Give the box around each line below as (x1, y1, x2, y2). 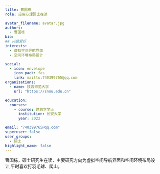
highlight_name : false (5, 143, 51, 148)
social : (5, 61, 21, 66)
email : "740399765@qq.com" (5, 125, 60, 130)
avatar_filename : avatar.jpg (5, 21, 65, 26)
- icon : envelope (9, 66, 45, 71)
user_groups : (5, 134, 32, 139)
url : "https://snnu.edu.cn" (14, 89, 71, 94)
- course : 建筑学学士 (14, 107, 54, 112)
